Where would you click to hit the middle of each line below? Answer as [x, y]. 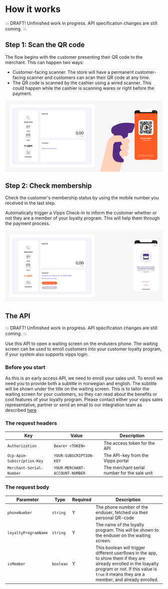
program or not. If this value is [126, 569]
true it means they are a [120, 574]
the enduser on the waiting [123, 535]
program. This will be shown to [127, 530]
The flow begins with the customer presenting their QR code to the [74, 57]
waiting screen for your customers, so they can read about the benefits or [81, 394]
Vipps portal [116, 460]
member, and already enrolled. [127, 580]
